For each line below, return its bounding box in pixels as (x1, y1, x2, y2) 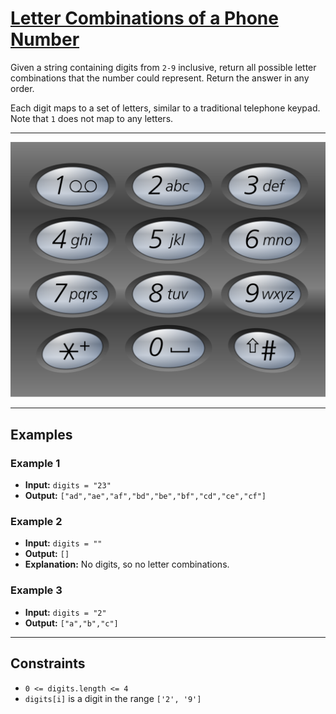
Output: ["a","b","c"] (24, 617, 119, 629)
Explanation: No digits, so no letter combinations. (24, 558, 230, 571)
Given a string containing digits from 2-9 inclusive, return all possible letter (10, 61, 317, 73)
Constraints (10, 655, 86, 672)
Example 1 (10, 456, 61, 470)
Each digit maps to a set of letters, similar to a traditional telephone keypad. (10, 102, 321, 114)
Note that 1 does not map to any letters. (10, 112, 174, 124)
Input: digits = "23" (24, 479, 112, 491)
